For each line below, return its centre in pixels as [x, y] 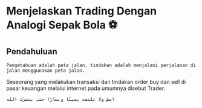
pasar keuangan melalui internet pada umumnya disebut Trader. [86, 88]
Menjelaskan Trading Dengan [82, 11]
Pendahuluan [32, 52]
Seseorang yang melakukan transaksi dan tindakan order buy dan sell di [96, 82]
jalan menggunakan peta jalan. [46, 71]
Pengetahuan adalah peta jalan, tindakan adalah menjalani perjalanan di [101, 65]
